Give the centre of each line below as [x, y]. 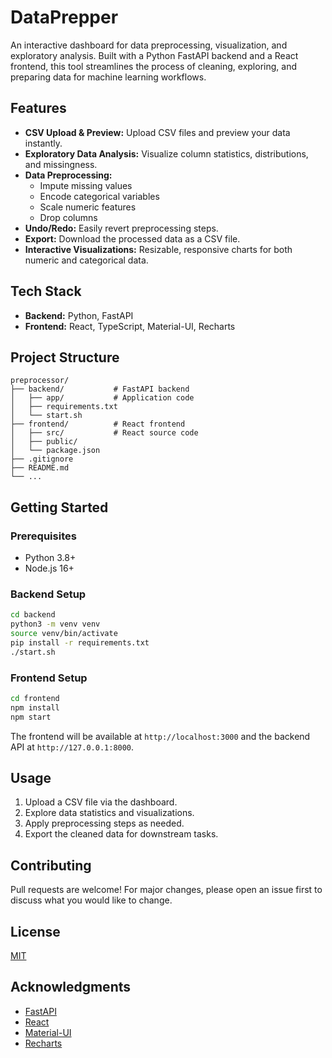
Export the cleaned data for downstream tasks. [121, 834]
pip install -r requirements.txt [80, 642]
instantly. [43, 143]
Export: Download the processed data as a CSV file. [132, 238]
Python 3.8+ [50, 558]
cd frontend [35, 699]
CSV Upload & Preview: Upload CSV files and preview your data [157, 132]
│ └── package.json [55, 451]
